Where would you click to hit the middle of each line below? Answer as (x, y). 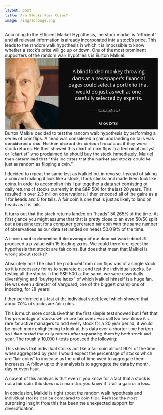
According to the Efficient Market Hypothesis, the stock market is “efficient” (81, 35)
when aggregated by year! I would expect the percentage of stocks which (79, 353)
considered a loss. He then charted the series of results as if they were (76, 144)
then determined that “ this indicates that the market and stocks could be (78, 159)
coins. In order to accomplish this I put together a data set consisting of (76, 184)
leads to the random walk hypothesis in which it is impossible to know (75, 45)
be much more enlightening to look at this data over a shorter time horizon (79, 328)
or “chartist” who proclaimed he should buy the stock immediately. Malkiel (79, 154)
